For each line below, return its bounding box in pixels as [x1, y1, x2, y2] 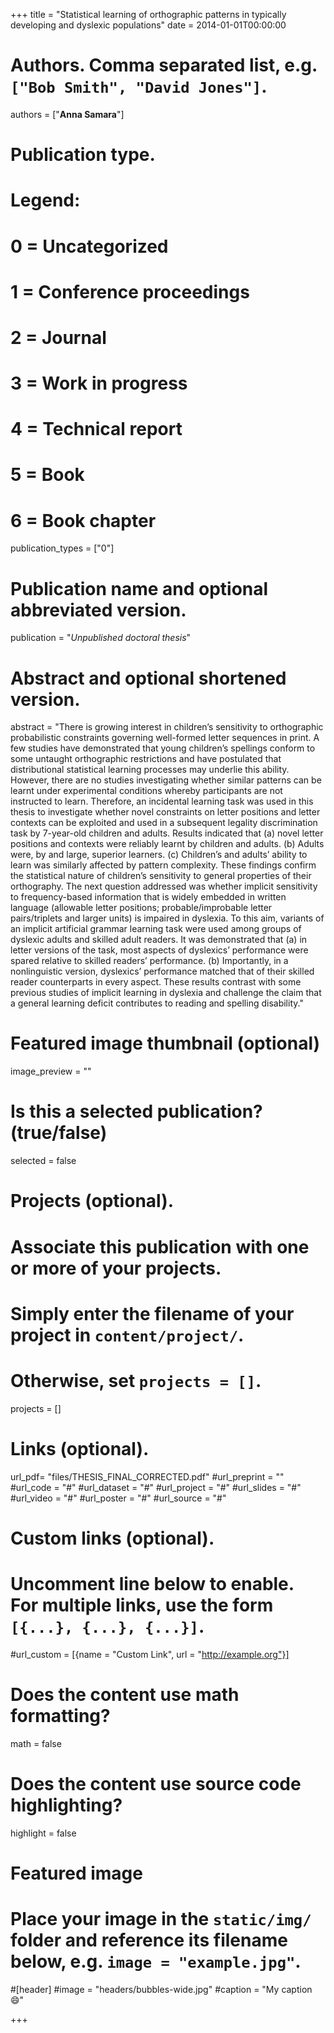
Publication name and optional [10, 577, 269, 600]
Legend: [10, 189, 81, 212]
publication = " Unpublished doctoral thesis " [10, 632, 192, 644]
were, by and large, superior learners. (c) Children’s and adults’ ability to [10, 849, 308, 861]
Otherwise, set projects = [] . [10, 1369, 262, 1392]
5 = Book [10, 464, 85, 486]
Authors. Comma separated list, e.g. [10, 54, 318, 77]
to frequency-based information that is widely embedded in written [10, 891, 287, 903]
